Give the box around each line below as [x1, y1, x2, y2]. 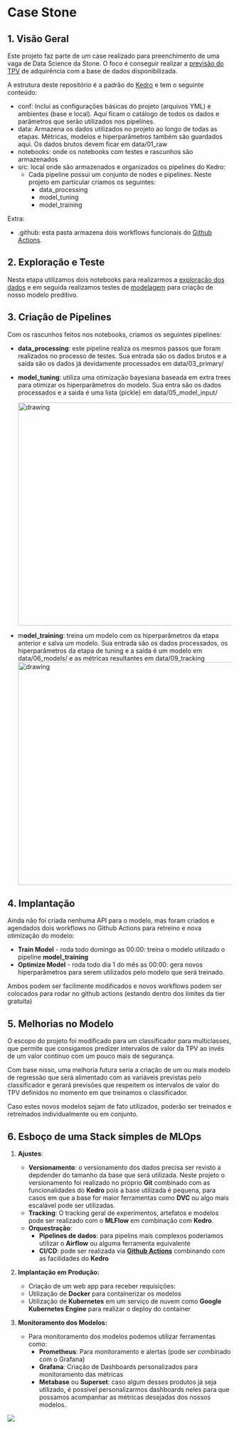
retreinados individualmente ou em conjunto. [7, 1110, 139, 1119]
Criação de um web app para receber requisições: [28, 1282, 176, 1291]
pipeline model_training [17, 953, 89, 962]
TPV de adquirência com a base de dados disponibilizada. [7, 67, 178, 75]
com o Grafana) [38, 1355, 85, 1363]
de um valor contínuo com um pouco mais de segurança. [7, 1052, 175, 1060]
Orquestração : [28, 1224, 73, 1233]
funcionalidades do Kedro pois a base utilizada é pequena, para [28, 1186, 216, 1195]
